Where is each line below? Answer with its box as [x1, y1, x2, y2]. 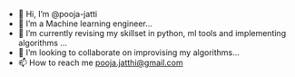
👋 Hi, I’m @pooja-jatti [17, 9, 98, 19]
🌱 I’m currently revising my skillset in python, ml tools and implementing [17, 28, 287, 38]
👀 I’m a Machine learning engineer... [17, 18, 152, 29]
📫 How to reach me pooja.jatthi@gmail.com [17, 57, 183, 68]
